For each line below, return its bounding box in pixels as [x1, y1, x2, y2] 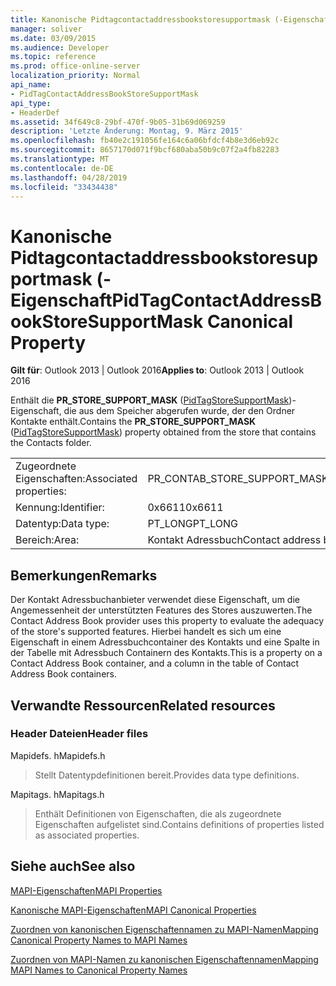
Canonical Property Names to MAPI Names [10, 934, 188, 946]
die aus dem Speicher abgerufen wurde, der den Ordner [63, 405, 296, 417]
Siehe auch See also [10, 858, 136, 875]
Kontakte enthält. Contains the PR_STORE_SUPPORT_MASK [10, 416, 257, 428]
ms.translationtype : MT [10, 154, 110, 164]
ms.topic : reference [10, 52, 97, 62]
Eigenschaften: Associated [15, 472, 138, 486]
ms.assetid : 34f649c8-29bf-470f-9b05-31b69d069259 [10, 117, 226, 127]
